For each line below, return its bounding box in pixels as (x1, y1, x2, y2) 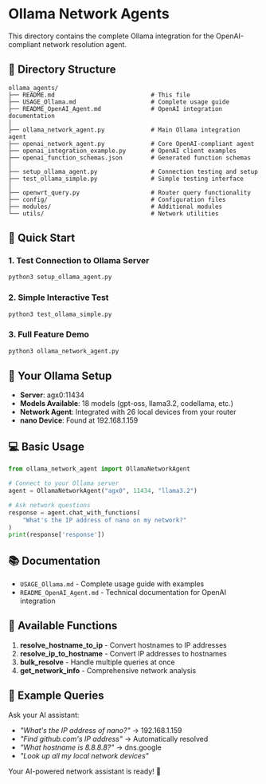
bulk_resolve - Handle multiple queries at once (19, 657, 175, 667)
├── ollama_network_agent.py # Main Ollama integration (8, 125, 241, 134)
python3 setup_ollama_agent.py (8, 273, 112, 282)
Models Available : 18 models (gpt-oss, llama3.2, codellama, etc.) (19, 399, 233, 408)
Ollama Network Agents (8, 5, 170, 23)
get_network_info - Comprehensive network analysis (19, 665, 197, 675)
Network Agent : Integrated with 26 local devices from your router (19, 408, 237, 417)
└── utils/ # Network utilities (8, 209, 219, 218)
